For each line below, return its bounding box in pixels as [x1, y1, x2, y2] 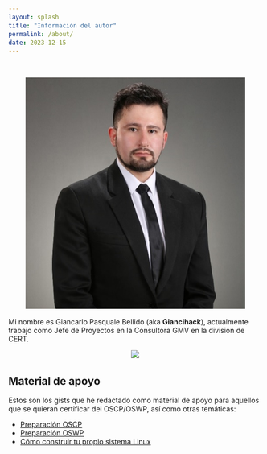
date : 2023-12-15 [8, 39, 67, 47]
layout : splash [8, 13, 60, 21]
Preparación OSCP [19, 419, 83, 430]
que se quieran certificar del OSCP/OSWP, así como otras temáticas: [8, 404, 236, 414]
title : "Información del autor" [8, 21, 117, 30]
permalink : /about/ [8, 30, 74, 38]
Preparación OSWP [19, 428, 84, 438]
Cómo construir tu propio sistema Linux [19, 437, 151, 447]
